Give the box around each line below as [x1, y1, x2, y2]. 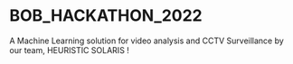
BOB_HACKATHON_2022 [9, 5, 203, 26]
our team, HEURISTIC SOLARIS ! [9, 44, 129, 55]
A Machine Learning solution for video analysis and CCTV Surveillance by [9, 35, 285, 46]
